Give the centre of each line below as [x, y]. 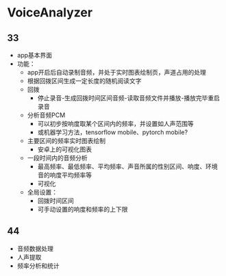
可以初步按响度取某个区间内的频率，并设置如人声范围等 [115, 124]
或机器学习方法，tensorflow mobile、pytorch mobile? [113, 132]
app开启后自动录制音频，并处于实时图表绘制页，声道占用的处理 [117, 72]
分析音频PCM [46, 115]
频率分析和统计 [38, 266]
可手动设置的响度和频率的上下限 [83, 209]
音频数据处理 [35, 249]
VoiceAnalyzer [50, 13]
